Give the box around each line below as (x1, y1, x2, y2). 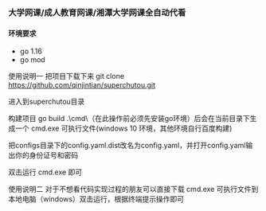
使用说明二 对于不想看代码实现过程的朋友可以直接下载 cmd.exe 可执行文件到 (8, 185, 259, 194)
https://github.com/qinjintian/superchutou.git (8, 80, 156, 90)
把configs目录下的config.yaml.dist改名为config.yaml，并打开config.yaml (8, 141, 246, 150)
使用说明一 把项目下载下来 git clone (8, 72, 125, 81)
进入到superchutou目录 (8, 97, 85, 107)
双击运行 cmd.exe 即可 (8, 167, 83, 177)
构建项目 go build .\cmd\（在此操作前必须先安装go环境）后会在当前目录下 (8, 114, 250, 123)
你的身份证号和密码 (14, 150, 78, 160)
